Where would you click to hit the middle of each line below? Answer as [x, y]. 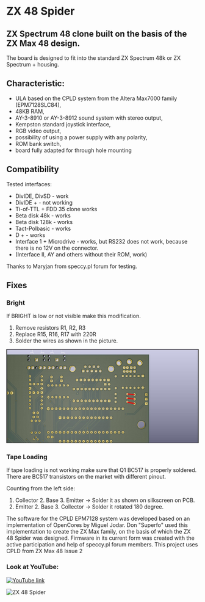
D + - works [30, 235]
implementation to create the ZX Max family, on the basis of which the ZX [99, 532]
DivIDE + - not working [44, 202]
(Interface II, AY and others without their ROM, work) [81, 254]
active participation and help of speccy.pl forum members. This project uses [102, 545]
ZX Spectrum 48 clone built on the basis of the [97, 34]
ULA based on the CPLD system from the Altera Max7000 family [96, 98]
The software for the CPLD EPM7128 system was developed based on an [98, 519]
